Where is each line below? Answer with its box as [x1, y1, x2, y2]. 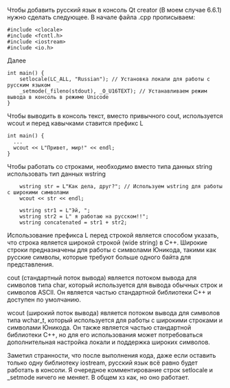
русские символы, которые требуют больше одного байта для [7, 253, 191, 261]
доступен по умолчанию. [7, 295, 81, 304]
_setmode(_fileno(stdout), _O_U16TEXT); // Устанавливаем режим [19, 88, 207, 95]
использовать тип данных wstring [7, 170, 106, 178]
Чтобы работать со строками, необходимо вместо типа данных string [7, 163, 213, 170]
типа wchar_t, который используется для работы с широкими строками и [7, 316, 223, 324]
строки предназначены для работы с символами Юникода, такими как [7, 246, 216, 253]
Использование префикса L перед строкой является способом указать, [7, 231, 219, 239]
